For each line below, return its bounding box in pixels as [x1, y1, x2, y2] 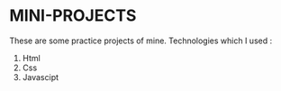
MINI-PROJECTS [9, 5, 137, 26]
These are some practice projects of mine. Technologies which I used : [9, 35, 273, 46]
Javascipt [22, 71, 59, 82]
